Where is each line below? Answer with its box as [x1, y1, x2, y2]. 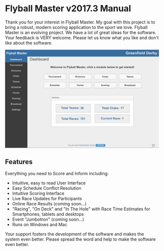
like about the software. [5, 40, 53, 46]
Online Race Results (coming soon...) [12, 201, 87, 207]
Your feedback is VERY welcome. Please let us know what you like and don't [5, 35, 159, 41]
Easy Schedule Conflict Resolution [12, 185, 82, 191]
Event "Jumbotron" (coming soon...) [12, 216, 84, 223]
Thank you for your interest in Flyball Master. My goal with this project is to [5, 19, 155, 25]
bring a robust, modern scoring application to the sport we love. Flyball [5, 24, 148, 30]
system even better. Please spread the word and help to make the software [5, 236, 156, 242]
